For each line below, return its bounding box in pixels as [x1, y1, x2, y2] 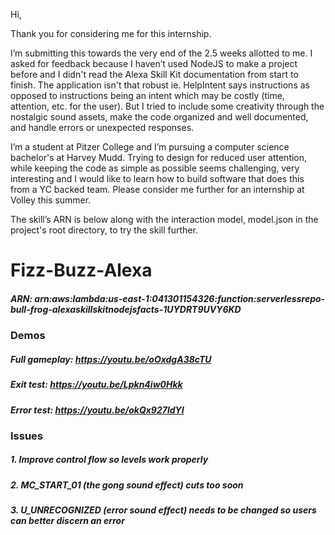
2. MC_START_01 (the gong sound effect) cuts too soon [10, 479, 244, 491]
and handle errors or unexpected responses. [10, 122, 195, 133]
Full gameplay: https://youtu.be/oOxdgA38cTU [10, 353, 212, 365]
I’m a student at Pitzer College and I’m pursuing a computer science [10, 141, 290, 153]
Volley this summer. [10, 194, 92, 206]
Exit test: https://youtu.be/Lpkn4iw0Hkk [10, 379, 183, 391]
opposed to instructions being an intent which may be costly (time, [10, 90, 285, 101]
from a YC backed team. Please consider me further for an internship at [10, 184, 305, 195]
